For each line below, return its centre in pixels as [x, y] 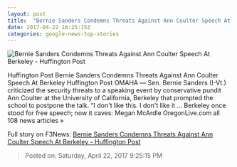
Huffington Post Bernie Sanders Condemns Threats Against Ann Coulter [113, 75]
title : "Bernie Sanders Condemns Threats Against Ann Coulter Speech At [119, 21]
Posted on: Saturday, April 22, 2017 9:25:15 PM [93, 156]
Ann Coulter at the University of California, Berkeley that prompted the [110, 98]
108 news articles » [36, 121]
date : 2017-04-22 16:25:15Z [49, 27]
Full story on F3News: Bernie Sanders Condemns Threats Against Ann [110, 134]
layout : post [27, 14]
